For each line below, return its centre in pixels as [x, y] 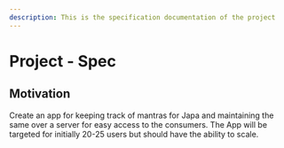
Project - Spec [63, 61]
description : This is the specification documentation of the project [142, 17]
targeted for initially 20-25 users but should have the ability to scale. [134, 134]
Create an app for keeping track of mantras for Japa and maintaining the [142, 115]
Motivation [40, 94]
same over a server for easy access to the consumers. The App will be [138, 124]
